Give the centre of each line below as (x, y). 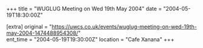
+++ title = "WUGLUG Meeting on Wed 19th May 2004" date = (84, 9)
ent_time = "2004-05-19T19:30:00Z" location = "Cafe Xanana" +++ (90, 39)
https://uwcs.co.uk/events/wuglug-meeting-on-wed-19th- (124, 27)
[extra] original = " (29, 27)
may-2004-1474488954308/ (42, 33)
